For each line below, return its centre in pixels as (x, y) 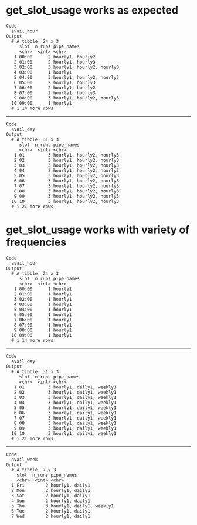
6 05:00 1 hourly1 (43, 315)
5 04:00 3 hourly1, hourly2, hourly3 (66, 77)
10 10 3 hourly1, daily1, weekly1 (64, 433)
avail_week (25, 460)
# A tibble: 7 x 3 (34, 470)
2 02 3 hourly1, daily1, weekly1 (65, 392)
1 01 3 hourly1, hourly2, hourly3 (66, 155)
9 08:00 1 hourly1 (43, 330)
